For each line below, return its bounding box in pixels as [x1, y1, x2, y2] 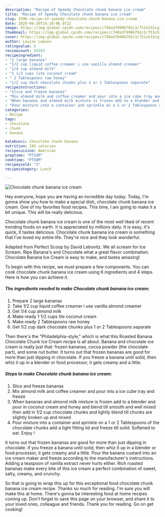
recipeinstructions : [5, 84, 48, 90]
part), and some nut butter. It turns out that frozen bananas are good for [5, 349, 151, 355]
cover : [5, 35, 19, 40]
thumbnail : [5, 30, 27, 35]
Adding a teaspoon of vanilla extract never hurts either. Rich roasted [5, 461, 143, 466]
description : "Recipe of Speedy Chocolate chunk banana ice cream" [5, 7, 146, 12]
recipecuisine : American [5, 148, 56, 154]
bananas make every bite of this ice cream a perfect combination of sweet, [5, 465, 157, 471]
